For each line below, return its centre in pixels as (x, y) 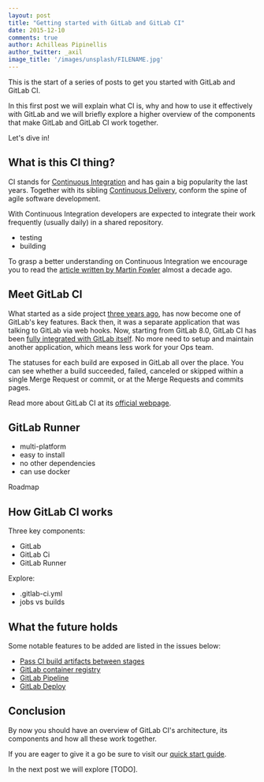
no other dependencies (58, 464)
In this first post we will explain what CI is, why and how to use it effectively (130, 105)
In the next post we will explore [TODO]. (73, 769)
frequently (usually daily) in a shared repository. (86, 222)
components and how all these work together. (83, 739)
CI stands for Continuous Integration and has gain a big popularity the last (128, 182)
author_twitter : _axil (45, 52)
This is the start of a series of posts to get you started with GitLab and (122, 82)
